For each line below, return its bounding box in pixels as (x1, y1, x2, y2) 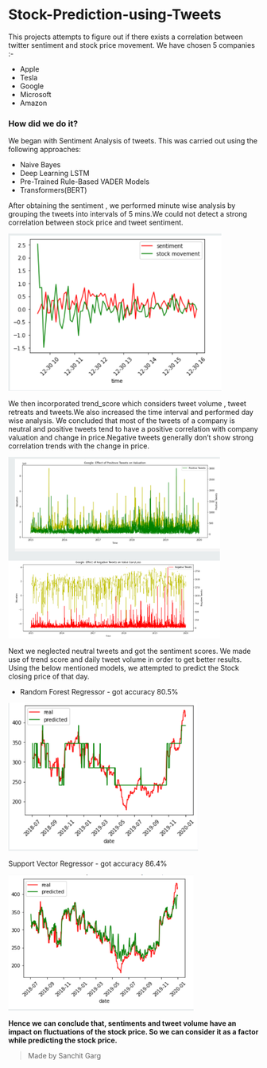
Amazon (19, 98, 48, 108)
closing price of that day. (8, 671, 90, 682)
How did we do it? (8, 118, 78, 129)
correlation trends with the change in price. (8, 441, 149, 451)
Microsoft (19, 89, 52, 99)
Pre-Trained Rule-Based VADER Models (19, 177, 149, 186)
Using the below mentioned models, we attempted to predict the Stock (8, 663, 240, 673)
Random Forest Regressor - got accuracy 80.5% (19, 687, 179, 697)
